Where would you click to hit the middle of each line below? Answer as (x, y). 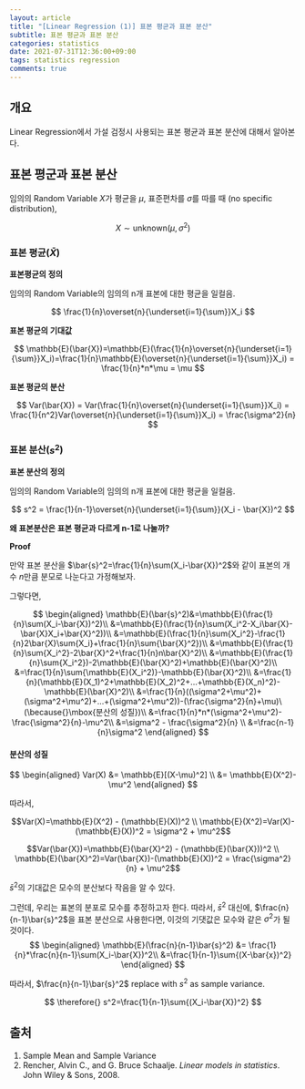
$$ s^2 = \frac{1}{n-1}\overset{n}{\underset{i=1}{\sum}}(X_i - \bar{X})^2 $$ (153, 509)
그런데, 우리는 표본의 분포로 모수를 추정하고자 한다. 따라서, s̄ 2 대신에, (131, 906)
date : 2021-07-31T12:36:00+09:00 (73, 52)
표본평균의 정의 (36, 274)
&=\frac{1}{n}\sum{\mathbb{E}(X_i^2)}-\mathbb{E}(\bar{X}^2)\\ (133, 673)
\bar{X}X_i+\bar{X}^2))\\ (66, 633)
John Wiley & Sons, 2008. (71, 1074)
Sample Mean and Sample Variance (89, 1055)
